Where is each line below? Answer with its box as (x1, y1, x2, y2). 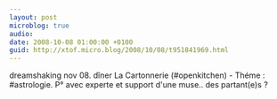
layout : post (9, 12, 58, 22)
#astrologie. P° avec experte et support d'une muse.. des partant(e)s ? (9, 80, 269, 90)
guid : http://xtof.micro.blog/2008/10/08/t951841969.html (9, 46, 229, 55)
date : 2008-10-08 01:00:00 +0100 (9, 37, 134, 47)
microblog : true (9, 21, 69, 30)
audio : (9, 29, 34, 38)
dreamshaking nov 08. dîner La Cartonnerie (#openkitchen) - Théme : (9, 70, 265, 80)
